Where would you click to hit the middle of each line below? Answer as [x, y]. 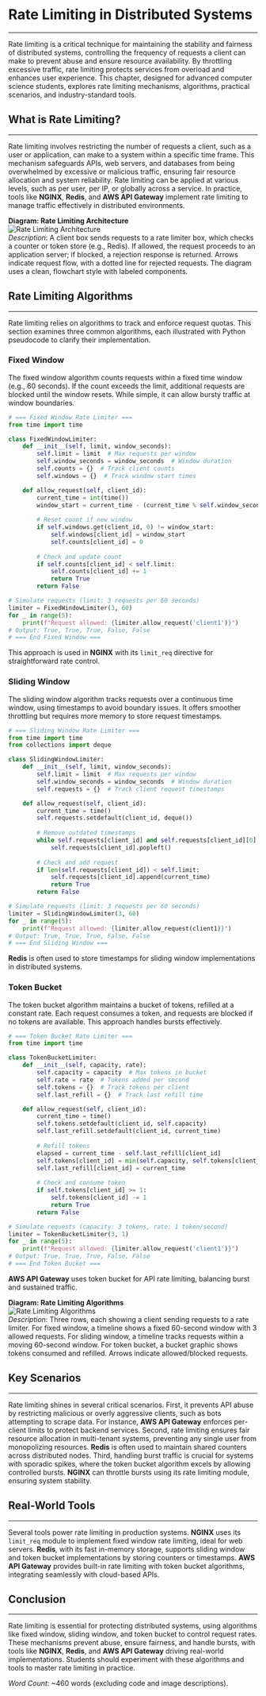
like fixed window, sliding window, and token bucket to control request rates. [133, 1634]
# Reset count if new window [85, 520]
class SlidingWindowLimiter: [56, 760]
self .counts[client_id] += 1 [99, 572]
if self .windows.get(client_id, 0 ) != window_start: [125, 527]
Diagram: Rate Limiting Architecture [68, 221]
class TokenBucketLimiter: [53, 1058]
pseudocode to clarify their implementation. [80, 340]
